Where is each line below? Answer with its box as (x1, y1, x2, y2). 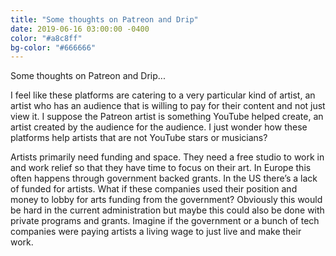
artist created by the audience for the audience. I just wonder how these (10, 121, 308, 133)
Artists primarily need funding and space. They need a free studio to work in (10, 151, 325, 163)
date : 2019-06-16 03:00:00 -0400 (10, 24, 150, 34)
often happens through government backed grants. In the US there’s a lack (10, 172, 318, 185)
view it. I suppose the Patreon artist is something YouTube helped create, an (10, 111, 324, 123)
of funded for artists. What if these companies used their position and (10, 183, 298, 195)
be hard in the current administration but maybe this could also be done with (10, 204, 325, 216)
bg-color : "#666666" (10, 42, 97, 53)
